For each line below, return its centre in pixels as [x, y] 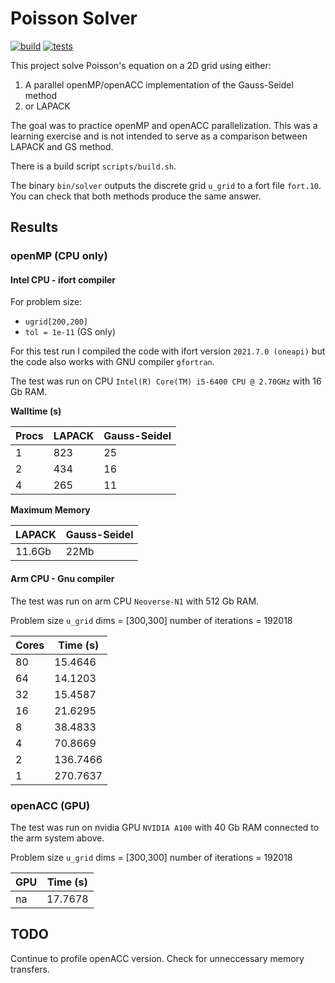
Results [34, 227]
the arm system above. [57, 838]
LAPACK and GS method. [62, 146]
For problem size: [46, 302]
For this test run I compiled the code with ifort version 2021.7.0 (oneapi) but [168, 351]
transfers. [30, 969]
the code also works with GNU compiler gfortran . [112, 362]
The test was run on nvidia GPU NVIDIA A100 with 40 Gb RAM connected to [165, 827]
